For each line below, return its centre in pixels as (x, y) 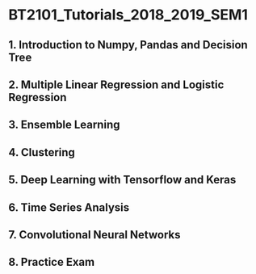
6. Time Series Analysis (69, 207)
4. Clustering (42, 152)
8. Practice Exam (52, 262)
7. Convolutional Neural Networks (94, 235)
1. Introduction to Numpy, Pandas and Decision (128, 45)
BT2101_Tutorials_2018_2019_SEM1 (128, 15)
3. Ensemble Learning (64, 125)
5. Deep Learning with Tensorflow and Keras (122, 180)
